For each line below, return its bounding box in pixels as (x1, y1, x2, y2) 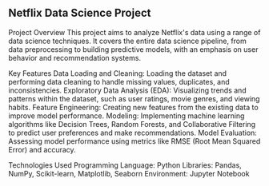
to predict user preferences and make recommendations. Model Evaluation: (8, 128, 258, 137)
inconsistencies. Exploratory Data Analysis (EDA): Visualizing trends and (8, 85, 247, 95)
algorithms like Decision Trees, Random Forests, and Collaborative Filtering (8, 119, 256, 129)
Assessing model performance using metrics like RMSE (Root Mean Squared (8, 136, 261, 146)
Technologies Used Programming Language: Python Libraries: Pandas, (8, 160, 242, 170)
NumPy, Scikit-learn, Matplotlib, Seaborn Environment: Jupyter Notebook (8, 168, 250, 178)
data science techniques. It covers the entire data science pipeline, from (8, 36, 247, 46)
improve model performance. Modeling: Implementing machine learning (8, 111, 245, 121)
